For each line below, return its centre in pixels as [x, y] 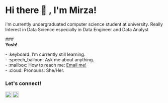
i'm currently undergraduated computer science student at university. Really [84, 24]
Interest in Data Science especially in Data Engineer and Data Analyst [77, 29]
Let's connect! [23, 83]
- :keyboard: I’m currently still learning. [45, 54]
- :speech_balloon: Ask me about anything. [50, 59]
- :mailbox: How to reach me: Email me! [46, 65]
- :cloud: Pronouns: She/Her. [35, 70]
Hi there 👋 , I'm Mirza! [51, 10]
